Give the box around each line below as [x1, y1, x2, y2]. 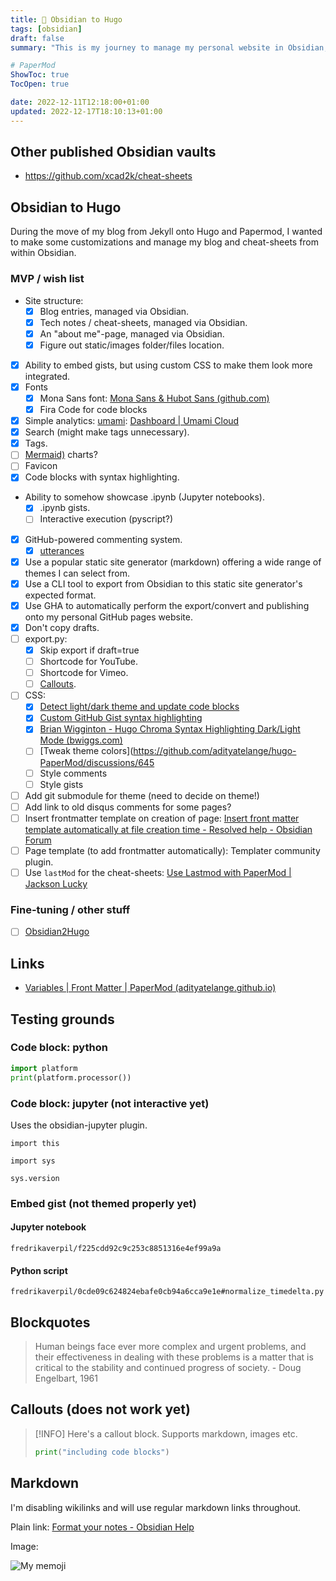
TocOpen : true [10, 79, 70, 90]
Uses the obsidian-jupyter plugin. [10, 1119, 148, 1131]
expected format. [24, 589, 97, 601]
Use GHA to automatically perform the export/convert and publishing [24, 599, 310, 611]
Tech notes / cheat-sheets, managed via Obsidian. [39, 316, 248, 328]
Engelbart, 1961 [34, 1372, 98, 1385]
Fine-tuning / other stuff [10, 902, 131, 916]
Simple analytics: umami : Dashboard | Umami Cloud [24, 415, 240, 427]
